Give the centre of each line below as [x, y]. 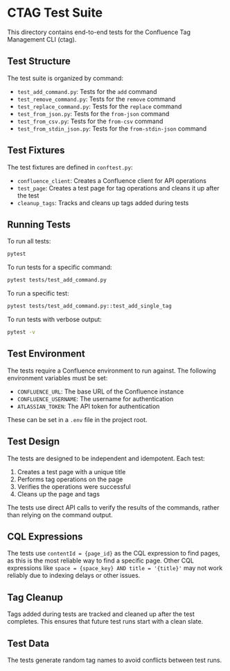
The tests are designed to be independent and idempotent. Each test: [106, 458]
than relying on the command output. [60, 515]
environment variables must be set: [57, 378]
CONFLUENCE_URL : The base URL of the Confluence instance [100, 391]
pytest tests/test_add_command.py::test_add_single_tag [89, 306]
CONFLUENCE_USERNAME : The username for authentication [95, 398]
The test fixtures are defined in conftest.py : [70, 167]
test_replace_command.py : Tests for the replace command [99, 106]
